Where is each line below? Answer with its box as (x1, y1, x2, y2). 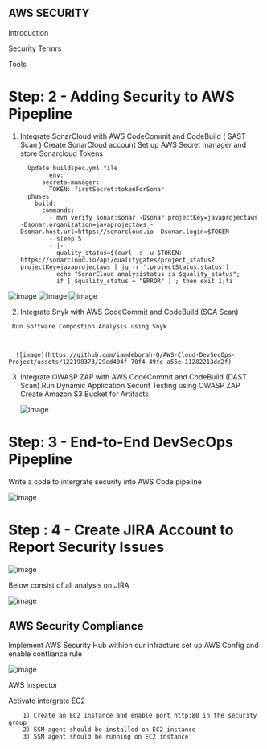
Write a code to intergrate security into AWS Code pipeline (8, 476, 203, 487)
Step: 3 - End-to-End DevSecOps (8, 433, 233, 451)
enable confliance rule (8, 649, 83, 659)
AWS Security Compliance (8, 619, 144, 633)
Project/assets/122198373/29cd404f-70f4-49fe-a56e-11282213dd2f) (8, 358, 232, 366)
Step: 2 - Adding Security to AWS (8, 88, 235, 106)
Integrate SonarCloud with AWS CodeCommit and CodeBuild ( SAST (19, 131, 247, 140)
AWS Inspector (8, 680, 58, 690)
